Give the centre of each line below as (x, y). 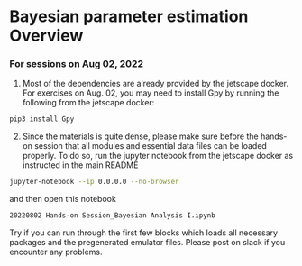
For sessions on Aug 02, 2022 (77, 64)
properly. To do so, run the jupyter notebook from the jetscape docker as (158, 156)
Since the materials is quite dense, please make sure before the (140, 136)
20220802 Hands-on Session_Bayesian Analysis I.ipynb (113, 216)
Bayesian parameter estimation (129, 17)
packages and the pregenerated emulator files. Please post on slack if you (147, 243)
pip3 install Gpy (42, 119)
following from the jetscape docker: (88, 103)
